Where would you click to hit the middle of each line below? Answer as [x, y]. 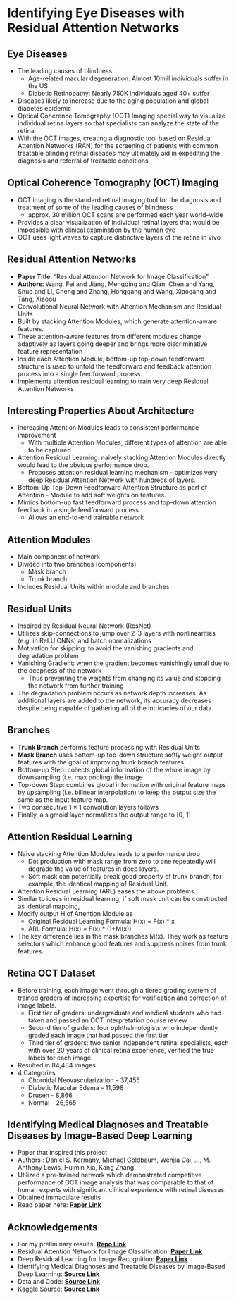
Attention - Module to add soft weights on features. [92, 495]
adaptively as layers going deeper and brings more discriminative [112, 344]
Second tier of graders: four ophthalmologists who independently [123, 1027]
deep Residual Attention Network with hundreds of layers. [112, 480]
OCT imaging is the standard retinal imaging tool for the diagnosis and [119, 199]
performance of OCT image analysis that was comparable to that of [116, 1182]
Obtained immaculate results [59, 1197]
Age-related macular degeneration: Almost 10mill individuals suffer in [128, 78]
